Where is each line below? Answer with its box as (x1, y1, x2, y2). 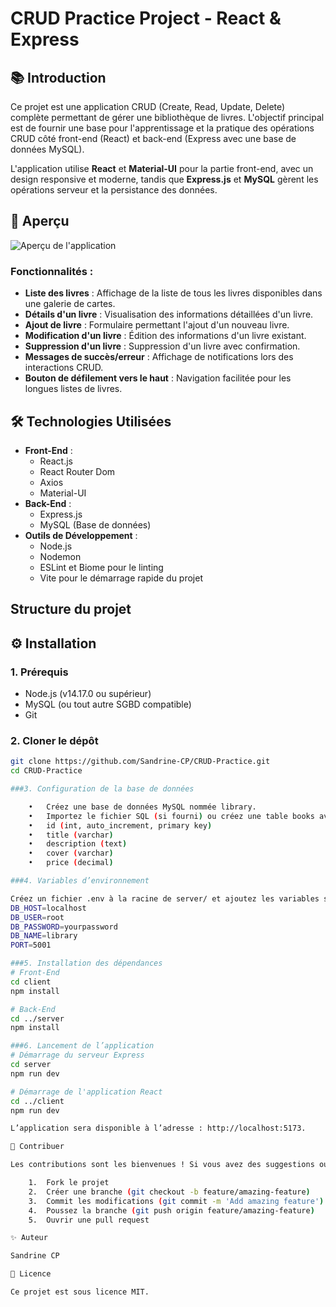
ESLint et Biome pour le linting (39, 561, 164, 573)
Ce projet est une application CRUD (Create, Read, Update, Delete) (10, 101, 286, 112)
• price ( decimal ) (28, 858, 114, 868)
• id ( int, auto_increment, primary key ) (28, 820, 213, 831)
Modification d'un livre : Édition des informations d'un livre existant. (24, 330, 307, 342)
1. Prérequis (10, 665, 69, 679)
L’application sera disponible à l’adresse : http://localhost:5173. (10, 1123, 307, 1134)
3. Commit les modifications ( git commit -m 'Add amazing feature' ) (28, 1196, 325, 1206)
